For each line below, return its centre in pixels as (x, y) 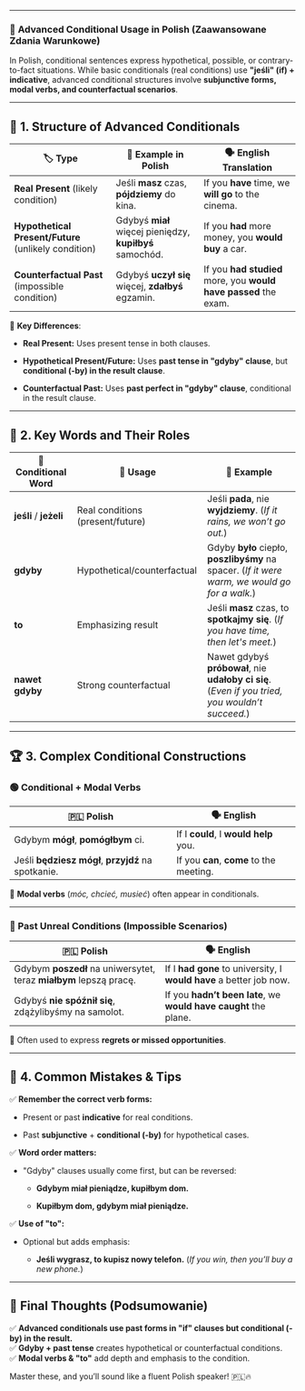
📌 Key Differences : (45, 326)
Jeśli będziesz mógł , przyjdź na (83, 860)
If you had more (238, 226)
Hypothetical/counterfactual (137, 570)
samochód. (139, 255)
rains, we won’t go (246, 521)
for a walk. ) (231, 593)
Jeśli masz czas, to (248, 607)
